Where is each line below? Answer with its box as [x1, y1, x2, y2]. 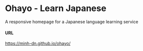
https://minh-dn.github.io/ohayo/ [5, 40, 71, 46]
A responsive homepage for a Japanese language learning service [5, 19, 139, 25]
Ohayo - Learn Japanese [5, 3, 107, 14]
